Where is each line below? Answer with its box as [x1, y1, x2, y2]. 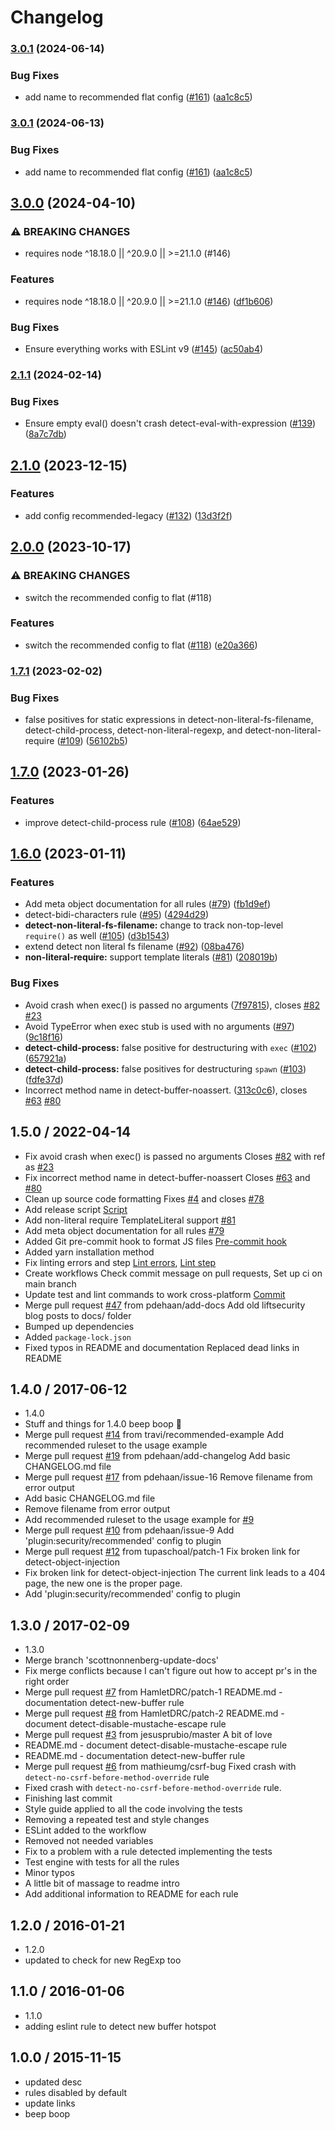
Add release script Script [24, 1203, 128, 1215]
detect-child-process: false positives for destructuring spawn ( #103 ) [24, 1062, 307, 1075]
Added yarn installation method [24, 1246, 155, 1258]
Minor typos [24, 1867, 75, 1879]
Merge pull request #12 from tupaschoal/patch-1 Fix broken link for [24, 1546, 301, 1558]
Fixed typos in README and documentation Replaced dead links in [24, 1341, 300, 1353]
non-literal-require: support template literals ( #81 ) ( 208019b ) [24, 951, 278, 963]
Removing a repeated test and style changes [24, 1814, 210, 1826]
